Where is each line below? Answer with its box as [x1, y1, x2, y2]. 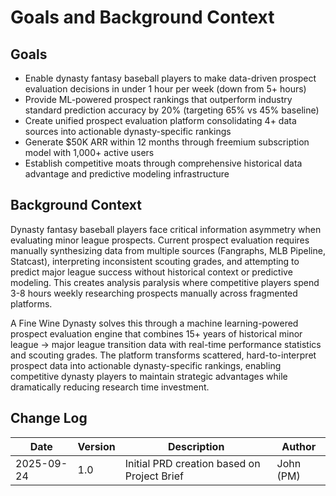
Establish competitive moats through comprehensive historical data [24, 157, 303, 169]
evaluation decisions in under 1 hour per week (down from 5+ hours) [24, 83, 307, 95]
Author [281, 439, 317, 453]
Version [77, 439, 116, 453]
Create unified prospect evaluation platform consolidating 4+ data [24, 115, 297, 126]
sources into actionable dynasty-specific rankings [24, 126, 232, 137]
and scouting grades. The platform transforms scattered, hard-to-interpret [10, 349, 317, 361]
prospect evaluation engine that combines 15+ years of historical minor [10, 327, 303, 340]
